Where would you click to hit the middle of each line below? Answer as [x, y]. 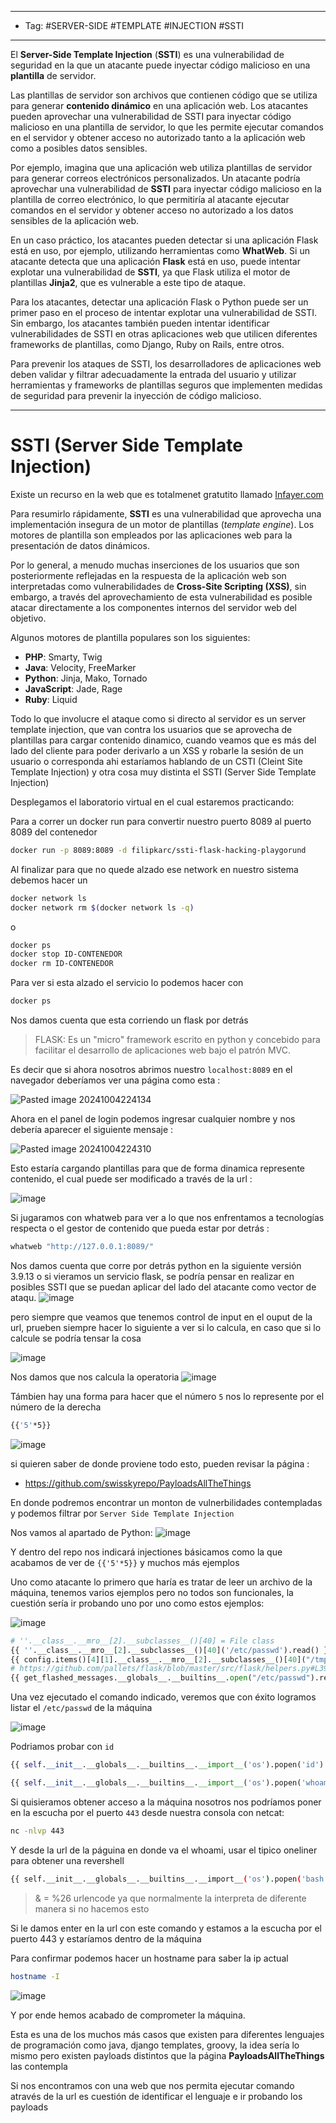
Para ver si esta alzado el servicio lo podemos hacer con [127, 983]
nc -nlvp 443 [37, 1831]
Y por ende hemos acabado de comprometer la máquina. [128, 2015]
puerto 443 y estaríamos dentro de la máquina [106, 1938]
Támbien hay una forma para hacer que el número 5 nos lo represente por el [167, 1396]
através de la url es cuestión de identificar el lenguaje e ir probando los [156, 2096]
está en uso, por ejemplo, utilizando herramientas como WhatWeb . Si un [160, 250]
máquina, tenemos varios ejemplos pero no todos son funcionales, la [152, 1592]
